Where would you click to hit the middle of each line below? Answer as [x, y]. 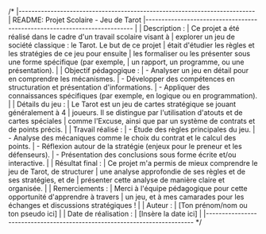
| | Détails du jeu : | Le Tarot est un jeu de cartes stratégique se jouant [122, 104]
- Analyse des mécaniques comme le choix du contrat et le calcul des [122, 138]
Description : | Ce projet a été [191, 28]
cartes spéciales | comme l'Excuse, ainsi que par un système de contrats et [132, 121]
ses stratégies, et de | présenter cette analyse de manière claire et [116, 180]
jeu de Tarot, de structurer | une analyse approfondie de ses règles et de [127, 171]
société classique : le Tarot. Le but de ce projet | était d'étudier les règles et [132, 45]
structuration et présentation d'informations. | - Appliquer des [109, 87]
